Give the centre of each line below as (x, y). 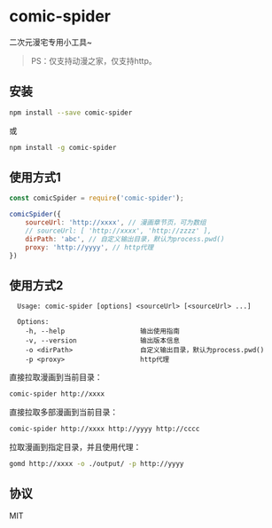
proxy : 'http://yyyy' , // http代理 (89, 247)
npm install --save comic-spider (71, 113)
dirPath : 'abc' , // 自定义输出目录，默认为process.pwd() (125, 239)
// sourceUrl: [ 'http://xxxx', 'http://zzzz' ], (119, 231)
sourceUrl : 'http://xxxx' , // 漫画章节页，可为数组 (116, 223)
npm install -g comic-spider (63, 147)
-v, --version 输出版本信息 (102, 341)
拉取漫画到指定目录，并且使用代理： (75, 447)
